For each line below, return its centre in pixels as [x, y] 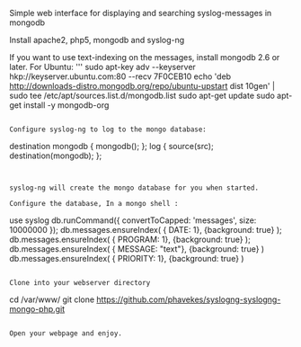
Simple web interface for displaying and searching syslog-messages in [141, 13]
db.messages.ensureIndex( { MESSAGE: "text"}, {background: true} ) [137, 249]
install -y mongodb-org [66, 105]
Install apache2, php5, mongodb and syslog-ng [97, 40]
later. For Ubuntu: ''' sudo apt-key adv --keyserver [102, 67]
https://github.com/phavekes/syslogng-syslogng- [189, 299]
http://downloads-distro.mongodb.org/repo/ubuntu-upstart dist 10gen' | [142, 86]
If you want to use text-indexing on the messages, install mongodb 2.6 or [145, 57]
